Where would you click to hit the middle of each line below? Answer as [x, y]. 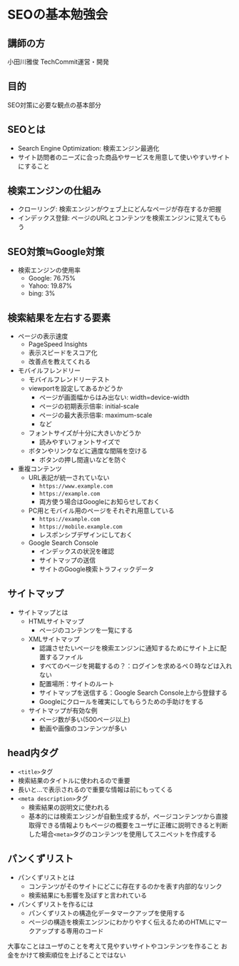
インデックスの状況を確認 [76, 551]
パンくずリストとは [46, 877]
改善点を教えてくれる [60, 362]
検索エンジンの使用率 [49, 270]
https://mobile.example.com [81, 527]
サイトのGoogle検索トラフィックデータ [97, 569]
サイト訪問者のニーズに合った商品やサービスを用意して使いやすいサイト [124, 157]
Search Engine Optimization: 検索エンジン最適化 [88, 148]
